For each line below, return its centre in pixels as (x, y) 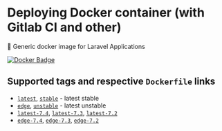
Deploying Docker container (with (106, 13)
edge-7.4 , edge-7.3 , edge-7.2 (58, 120)
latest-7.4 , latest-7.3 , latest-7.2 (67, 112)
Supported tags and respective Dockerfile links (111, 82)
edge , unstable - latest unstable (62, 105)
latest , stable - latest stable (58, 98)
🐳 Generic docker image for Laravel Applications (76, 46)
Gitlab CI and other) (64, 27)
